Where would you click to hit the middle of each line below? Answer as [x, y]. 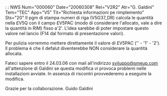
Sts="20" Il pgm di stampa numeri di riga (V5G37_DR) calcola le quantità [79, 18]
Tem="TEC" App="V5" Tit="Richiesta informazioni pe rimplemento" [75, 12]
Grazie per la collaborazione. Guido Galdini [49, 88]
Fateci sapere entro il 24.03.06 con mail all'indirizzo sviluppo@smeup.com [82, 63]
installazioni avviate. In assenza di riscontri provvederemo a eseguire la [79, 73]
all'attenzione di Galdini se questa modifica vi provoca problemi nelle [76, 68]
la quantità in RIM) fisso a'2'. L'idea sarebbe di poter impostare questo [77, 28]
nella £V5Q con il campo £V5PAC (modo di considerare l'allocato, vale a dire [83, 23]
